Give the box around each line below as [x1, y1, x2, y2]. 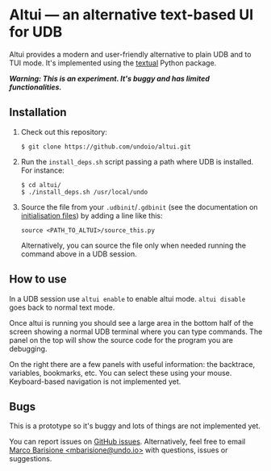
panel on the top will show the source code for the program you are [9, 335, 233, 344]
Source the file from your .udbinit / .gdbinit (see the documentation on [20, 202, 258, 211]
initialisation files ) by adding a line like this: [20, 210, 164, 220]
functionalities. [9, 82, 62, 92]
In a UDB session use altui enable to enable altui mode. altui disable [9, 294, 246, 303]
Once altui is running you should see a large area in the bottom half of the [9, 318, 253, 327]
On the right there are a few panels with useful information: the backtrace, [9, 359, 256, 369]
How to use [9, 273, 67, 286]
